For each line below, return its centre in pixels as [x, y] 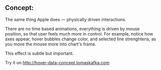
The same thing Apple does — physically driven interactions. [66, 19]
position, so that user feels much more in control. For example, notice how [79, 34]
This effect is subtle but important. [40, 53]
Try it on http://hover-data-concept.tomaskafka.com [57, 62]
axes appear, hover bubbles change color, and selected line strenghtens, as [80, 39]
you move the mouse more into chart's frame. [51, 44]
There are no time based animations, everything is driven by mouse [72, 29]
